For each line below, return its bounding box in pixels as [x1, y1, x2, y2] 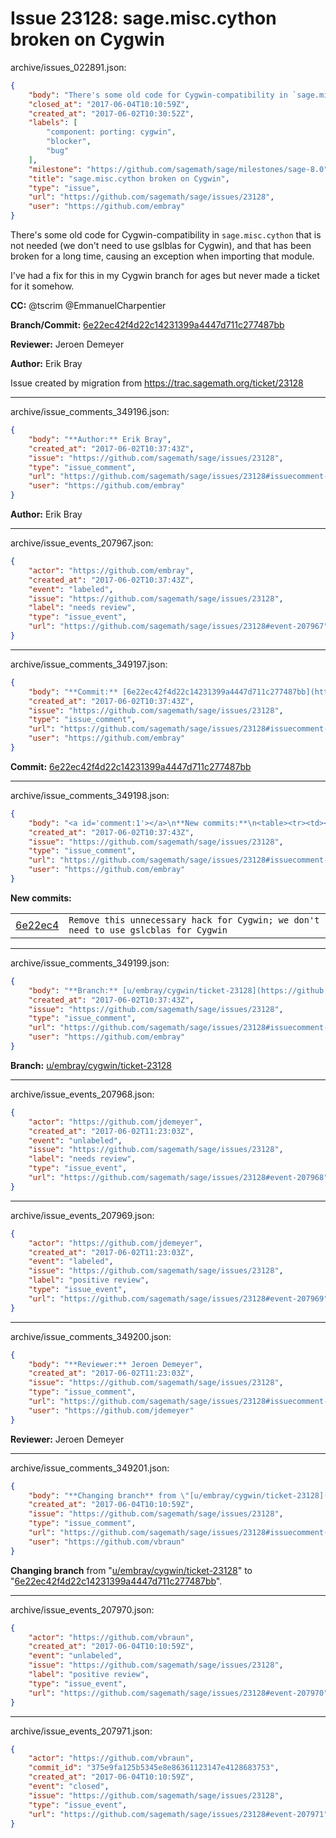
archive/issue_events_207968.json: [10, 1088, 155, 1100]
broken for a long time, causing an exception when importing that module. [10, 250, 315, 262]
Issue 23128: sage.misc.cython [10, 7, 277, 30]
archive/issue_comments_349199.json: [10, 957, 170, 969]
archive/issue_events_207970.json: [10, 1603, 155, 1616]
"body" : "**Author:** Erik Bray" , [28, 434, 172, 444]
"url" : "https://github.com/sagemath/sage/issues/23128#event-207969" [28, 1293, 329, 1304]
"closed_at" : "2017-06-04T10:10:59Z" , [28, 99, 190, 109]
